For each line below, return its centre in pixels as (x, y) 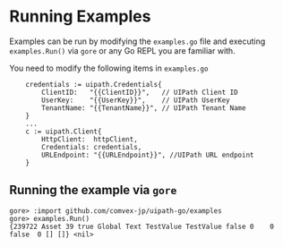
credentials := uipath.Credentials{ (94, 84)
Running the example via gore (93, 190)
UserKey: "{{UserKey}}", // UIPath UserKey (136, 100)
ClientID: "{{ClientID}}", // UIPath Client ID (140, 92)
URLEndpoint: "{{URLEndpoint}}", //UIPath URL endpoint (148, 155)
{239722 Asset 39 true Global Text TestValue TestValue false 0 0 (142, 226)
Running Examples (80, 17)
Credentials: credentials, (92, 147)
